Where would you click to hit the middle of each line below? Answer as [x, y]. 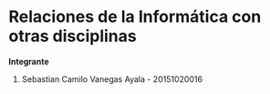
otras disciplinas [73, 36]
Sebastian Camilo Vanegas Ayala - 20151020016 [112, 78]
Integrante [29, 61]
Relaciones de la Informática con [135, 17]
